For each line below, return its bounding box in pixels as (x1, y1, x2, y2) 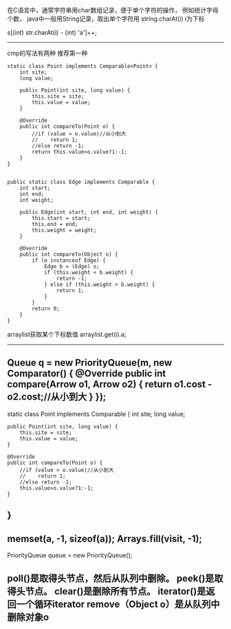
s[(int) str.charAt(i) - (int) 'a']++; (7, 28, 98, 37)
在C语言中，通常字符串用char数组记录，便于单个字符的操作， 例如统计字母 (7, 6, 219, 14)
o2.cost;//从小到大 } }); (7, 391, 107, 403)
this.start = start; (32, 215, 91, 222)
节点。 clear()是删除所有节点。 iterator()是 (25, 586, 206, 597)
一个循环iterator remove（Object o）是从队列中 (16, 599, 220, 610)
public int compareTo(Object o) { (19, 251, 118, 258)
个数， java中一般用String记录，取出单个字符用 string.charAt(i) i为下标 (7, 14, 205, 23)
